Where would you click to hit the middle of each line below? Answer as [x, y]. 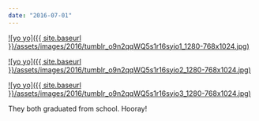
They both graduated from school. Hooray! [78, 108]
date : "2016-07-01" [40, 15]
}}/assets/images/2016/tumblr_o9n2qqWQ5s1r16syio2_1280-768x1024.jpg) [129, 70]
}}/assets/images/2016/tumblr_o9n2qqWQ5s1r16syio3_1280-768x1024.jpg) [129, 93]
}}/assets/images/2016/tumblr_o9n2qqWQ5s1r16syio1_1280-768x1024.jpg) [129, 46]
